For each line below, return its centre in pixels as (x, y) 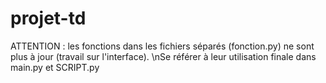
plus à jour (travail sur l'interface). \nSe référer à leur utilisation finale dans (163, 56)
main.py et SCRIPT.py (55, 67)
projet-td (48, 18)
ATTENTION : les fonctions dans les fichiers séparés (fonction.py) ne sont (162, 46)
